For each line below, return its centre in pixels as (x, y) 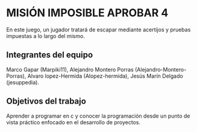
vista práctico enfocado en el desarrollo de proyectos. (73, 122)
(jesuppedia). (23, 82)
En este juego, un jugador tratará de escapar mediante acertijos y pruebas (98, 30)
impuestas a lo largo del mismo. (46, 36)
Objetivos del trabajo (46, 102)
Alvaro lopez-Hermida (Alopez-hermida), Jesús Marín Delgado (105, 76)
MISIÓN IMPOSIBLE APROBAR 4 (87, 13)
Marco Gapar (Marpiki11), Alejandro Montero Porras (70, 69)
